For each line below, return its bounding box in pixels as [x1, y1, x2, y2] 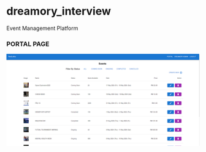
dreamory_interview [6, 4, 112, 18]
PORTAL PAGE [6, 40, 50, 48]
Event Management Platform [6, 24, 78, 32]
